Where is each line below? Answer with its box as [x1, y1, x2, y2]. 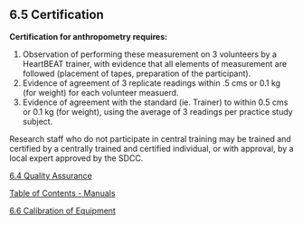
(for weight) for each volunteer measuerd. [22, 87, 179, 98]
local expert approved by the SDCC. [9, 153, 144, 164]
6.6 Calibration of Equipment [9, 205, 116, 216]
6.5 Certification [9, 7, 104, 23]
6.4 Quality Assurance [9, 170, 92, 181]
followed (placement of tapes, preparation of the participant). [22, 68, 251, 79]
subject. [22, 116, 53, 127]
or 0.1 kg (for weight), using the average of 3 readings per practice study [22, 106, 293, 117]
